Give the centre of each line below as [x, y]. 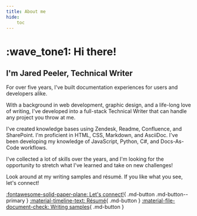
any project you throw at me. [41, 118]
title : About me [26, 11]
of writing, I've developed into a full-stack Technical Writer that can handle [96, 111]
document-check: [28, 207]
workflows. [34, 148]
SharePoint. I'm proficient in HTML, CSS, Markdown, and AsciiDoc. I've [92, 135]
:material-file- [158, 201]
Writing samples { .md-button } [87, 207]
